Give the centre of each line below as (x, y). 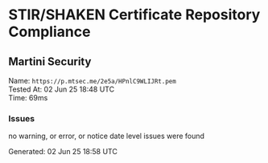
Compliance (49, 32)
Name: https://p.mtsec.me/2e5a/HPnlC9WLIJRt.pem (93, 81)
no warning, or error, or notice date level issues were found (107, 136)
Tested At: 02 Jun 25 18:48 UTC (62, 89)
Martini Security (50, 61)
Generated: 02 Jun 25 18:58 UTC (63, 152)
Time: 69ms (28, 98)
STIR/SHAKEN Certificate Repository (134, 15)
